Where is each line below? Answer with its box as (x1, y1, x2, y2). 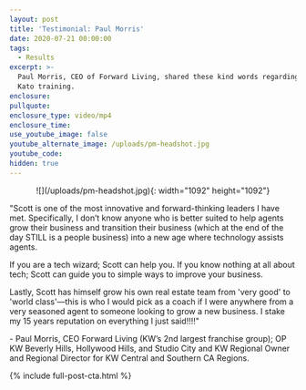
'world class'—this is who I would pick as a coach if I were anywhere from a (9, 296, 294, 307)
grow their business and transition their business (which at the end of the (9, 221, 284, 232)
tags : (9, 44, 30, 53)
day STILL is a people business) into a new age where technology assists (9, 231, 284, 242)
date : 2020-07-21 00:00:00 (9, 34, 112, 43)
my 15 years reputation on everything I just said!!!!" (9, 315, 200, 326)
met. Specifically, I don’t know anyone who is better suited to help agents (9, 212, 284, 223)
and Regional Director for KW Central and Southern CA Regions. (9, 352, 250, 364)
